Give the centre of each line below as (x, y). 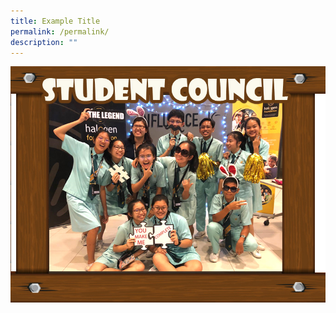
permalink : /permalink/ (60, 31)
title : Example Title (55, 21)
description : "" (44, 42)
